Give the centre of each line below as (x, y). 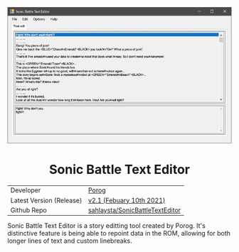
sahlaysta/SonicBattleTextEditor (134, 210)
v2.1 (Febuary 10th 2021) (127, 200)
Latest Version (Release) (46, 200)
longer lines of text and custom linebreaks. (70, 241)
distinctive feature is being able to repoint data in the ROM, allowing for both (119, 234)
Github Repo (29, 210)
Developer (26, 190)
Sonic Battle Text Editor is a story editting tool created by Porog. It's (107, 226)
